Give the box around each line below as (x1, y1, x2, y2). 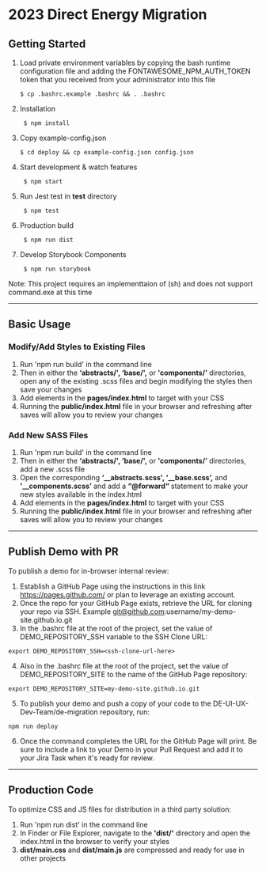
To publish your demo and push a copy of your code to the (19, 699, 211, 708)
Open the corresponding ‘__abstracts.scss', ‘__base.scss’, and (19, 472, 228, 482)
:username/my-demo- (164, 607, 237, 616)
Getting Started (8, 37, 86, 51)
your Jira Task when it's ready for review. (19, 753, 154, 763)
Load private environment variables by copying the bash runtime (19, 58, 231, 67)
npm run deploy (8, 722, 59, 730)
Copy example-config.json (19, 133, 107, 142)
